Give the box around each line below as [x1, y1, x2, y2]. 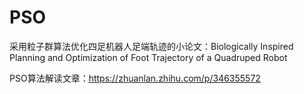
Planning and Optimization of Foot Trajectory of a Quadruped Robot [9, 51, 288, 63]
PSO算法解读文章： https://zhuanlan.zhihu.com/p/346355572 [9, 72, 261, 84]
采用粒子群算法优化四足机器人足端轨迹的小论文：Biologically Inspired [9, 40, 294, 52]
